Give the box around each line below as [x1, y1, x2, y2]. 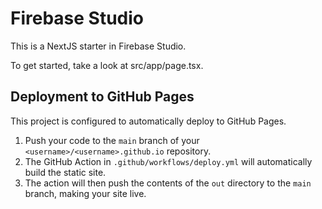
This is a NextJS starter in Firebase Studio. [10, 40, 187, 52]
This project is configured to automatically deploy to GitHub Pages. [10, 115, 287, 127]
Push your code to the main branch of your [24, 134, 200, 146]
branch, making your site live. [24, 187, 147, 199]
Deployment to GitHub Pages [10, 88, 195, 106]
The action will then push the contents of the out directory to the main [24, 177, 312, 189]
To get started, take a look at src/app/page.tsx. [10, 59, 204, 71]
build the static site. [24, 166, 107, 178]
